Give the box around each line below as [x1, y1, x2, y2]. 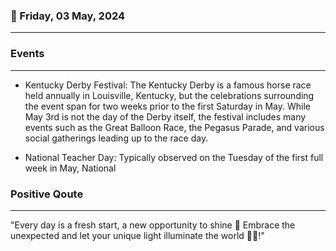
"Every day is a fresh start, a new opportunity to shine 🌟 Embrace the [10, 219, 296, 231]
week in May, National [24, 162, 117, 174]
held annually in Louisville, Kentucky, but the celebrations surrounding [24, 89, 315, 101]
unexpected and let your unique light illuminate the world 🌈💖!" [10, 229, 265, 241]
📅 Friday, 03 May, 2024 [10, 9, 126, 23]
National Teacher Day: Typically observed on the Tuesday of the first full [24, 151, 324, 163]
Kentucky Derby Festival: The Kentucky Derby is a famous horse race [24, 79, 312, 91]
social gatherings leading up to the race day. [24, 132, 209, 144]
